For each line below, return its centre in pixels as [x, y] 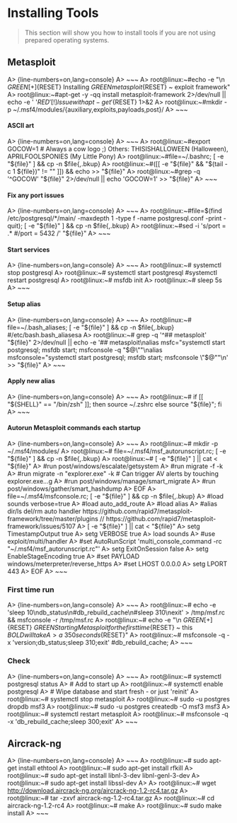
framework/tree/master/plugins [53, 518]
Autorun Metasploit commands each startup [74, 428]
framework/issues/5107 [41, 526]
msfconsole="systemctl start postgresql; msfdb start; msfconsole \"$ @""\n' [118, 357]
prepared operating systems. [67, 40]
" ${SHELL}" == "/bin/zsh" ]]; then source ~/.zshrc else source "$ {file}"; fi [115, 404]
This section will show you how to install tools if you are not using [120, 33]
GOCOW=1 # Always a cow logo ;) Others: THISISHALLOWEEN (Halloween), [118, 148]
